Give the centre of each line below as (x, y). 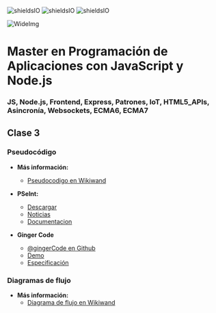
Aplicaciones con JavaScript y (95, 66)
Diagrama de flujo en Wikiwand (71, 303)
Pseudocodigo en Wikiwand (67, 180)
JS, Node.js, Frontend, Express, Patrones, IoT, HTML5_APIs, (108, 102)
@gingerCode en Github (61, 248)
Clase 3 (24, 133)
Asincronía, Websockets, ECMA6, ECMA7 (78, 111)
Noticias (39, 214)
